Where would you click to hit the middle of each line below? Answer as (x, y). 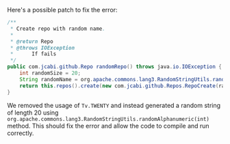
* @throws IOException (42, 48)
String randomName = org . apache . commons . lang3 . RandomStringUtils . (116, 79)
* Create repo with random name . (58, 29)
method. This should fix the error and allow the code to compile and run (108, 126)
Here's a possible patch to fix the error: (62, 10)
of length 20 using (33, 113)
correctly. (21, 133)
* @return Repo (31, 41)
